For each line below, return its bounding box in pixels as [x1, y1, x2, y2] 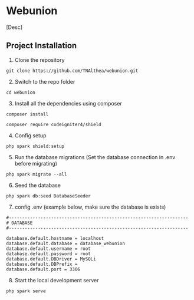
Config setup [14, 131, 47, 139]
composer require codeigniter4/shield [6, 121, 101, 127]
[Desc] [6, 24, 22, 31]
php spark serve [6, 288, 46, 294]
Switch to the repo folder [14, 78, 75, 85]
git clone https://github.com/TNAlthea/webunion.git [6, 68, 139, 74]
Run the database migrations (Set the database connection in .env [14, 153, 176, 160]
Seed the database [14, 182, 61, 189]
